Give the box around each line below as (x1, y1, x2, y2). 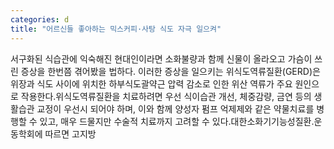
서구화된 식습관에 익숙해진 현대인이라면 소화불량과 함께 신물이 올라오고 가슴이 (10, 52, 313, 65)
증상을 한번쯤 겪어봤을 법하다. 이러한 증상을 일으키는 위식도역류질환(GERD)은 (20, 65, 321, 77)
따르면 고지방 (44, 127, 97, 140)
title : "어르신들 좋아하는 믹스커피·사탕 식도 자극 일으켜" (10, 24, 222, 34)
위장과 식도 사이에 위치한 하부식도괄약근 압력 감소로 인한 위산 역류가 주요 (10, 77, 293, 90)
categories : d (10, 14, 70, 25)
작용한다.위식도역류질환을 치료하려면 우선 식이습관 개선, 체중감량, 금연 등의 (20, 90, 312, 102)
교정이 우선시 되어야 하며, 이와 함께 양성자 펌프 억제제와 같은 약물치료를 (36, 102, 315, 115)
